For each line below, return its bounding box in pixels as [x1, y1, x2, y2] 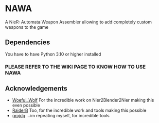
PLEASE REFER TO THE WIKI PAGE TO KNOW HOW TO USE [5, 63, 146, 70]
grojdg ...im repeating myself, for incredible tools [12, 113, 110, 119]
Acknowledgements [5, 85, 68, 93]
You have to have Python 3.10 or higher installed [5, 51, 101, 57]
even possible [12, 103, 40, 108]
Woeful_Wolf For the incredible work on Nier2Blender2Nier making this [12, 97, 154, 103]
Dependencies [5, 38, 50, 47]
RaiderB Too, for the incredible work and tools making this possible [12, 107, 147, 113]
